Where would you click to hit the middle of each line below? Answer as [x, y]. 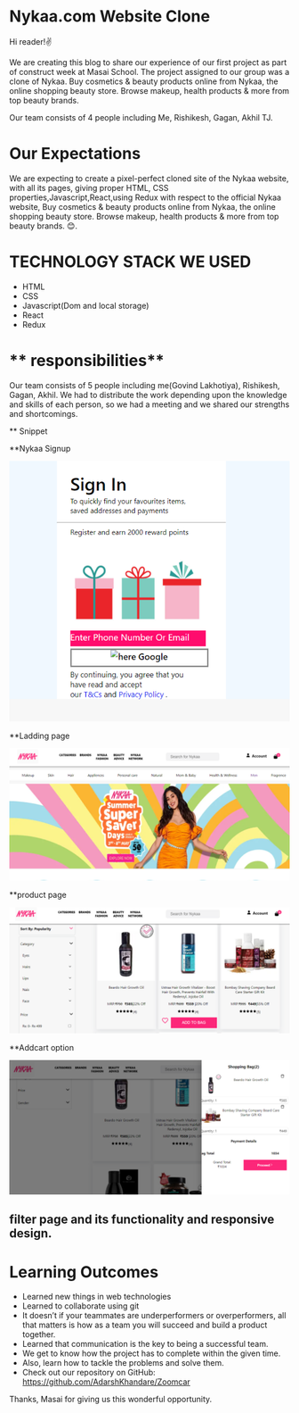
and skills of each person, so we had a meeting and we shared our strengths [149, 404]
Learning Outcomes [84, 1272]
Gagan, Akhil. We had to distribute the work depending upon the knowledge [148, 395]
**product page [38, 895]
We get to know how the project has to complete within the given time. [151, 1353]
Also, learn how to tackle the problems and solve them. [123, 1363]
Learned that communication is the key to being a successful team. [145, 1344]
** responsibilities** [87, 361]
